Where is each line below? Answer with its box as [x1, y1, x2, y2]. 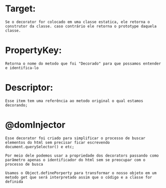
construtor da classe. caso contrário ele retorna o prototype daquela [5, 23, 157, 29]
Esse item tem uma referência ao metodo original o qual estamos [5, 98, 143, 103]
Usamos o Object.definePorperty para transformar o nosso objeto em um [5, 170, 157, 176]
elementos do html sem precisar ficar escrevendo [5, 140, 110, 145]
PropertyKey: [5, 45, 62, 56]
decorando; [5, 102, 28, 107]
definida [5, 179, 23, 184]
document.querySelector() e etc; [5, 144, 75, 149]
